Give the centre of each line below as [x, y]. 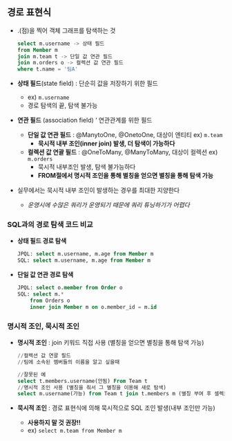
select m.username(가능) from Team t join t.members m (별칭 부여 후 [114, 394]
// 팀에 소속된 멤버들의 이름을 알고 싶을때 [68, 362]
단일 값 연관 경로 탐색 [45, 275]
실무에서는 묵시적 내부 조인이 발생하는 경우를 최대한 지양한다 [98, 190]
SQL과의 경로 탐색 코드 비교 [50, 225]
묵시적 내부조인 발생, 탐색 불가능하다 [87, 167]
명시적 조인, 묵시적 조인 [43, 326]
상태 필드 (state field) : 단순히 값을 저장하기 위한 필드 [88, 83]
